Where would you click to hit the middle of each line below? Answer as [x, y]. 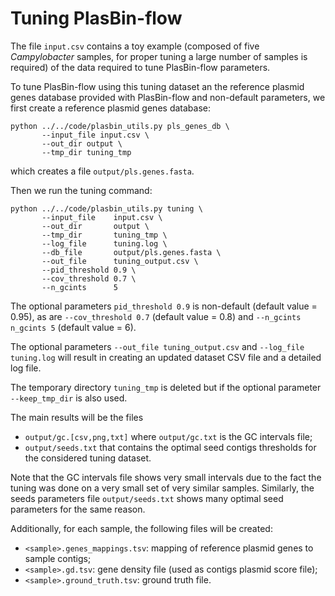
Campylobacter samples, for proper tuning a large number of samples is [159, 56]
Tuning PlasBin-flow [96, 18]
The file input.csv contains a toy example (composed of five [135, 46]
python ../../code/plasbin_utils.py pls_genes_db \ [120, 126]
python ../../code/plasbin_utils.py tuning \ [106, 208]
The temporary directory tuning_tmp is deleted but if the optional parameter [166, 387]
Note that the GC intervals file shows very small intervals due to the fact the [166, 477]
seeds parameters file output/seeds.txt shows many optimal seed [147, 498]
